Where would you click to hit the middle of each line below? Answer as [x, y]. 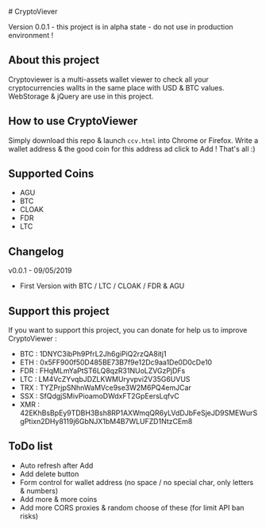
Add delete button [49, 474]
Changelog [36, 251]
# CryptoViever [33, 12]
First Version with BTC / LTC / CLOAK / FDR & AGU [102, 286]
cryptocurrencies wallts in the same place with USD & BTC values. [116, 87]
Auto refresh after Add [56, 465]
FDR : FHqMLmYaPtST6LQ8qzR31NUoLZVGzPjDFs [102, 371]
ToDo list [31, 447]
